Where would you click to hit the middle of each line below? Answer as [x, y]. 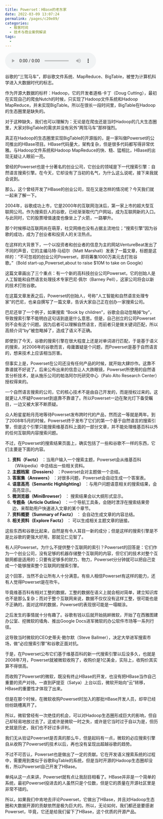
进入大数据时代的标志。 [33, 82]
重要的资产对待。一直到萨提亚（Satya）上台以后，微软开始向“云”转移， [76, 682]
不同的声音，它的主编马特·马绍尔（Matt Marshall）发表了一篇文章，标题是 [79, 250]
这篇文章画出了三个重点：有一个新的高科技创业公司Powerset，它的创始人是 [80, 273]
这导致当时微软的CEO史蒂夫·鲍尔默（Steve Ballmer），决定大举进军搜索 [76, 637]
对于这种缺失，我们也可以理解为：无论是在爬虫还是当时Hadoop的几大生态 [79, 121]
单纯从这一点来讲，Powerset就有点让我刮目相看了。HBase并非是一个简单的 [81, 777]
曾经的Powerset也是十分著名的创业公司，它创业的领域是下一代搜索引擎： [78, 167]
